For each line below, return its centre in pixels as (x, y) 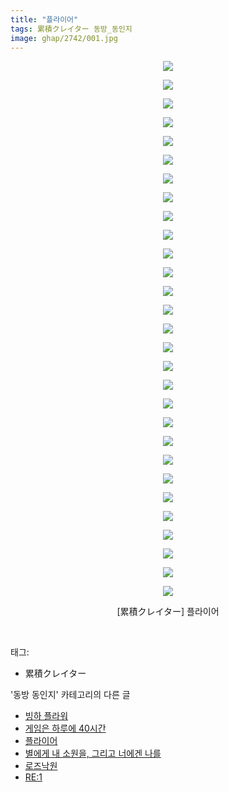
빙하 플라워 (46, 716)
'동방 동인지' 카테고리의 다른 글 (70, 695)
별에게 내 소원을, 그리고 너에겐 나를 (93, 753)
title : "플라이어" (44, 19)
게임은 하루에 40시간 (65, 728)
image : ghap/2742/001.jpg (64, 38)
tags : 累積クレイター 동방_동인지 (71, 29)
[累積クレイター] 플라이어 (168, 612)
